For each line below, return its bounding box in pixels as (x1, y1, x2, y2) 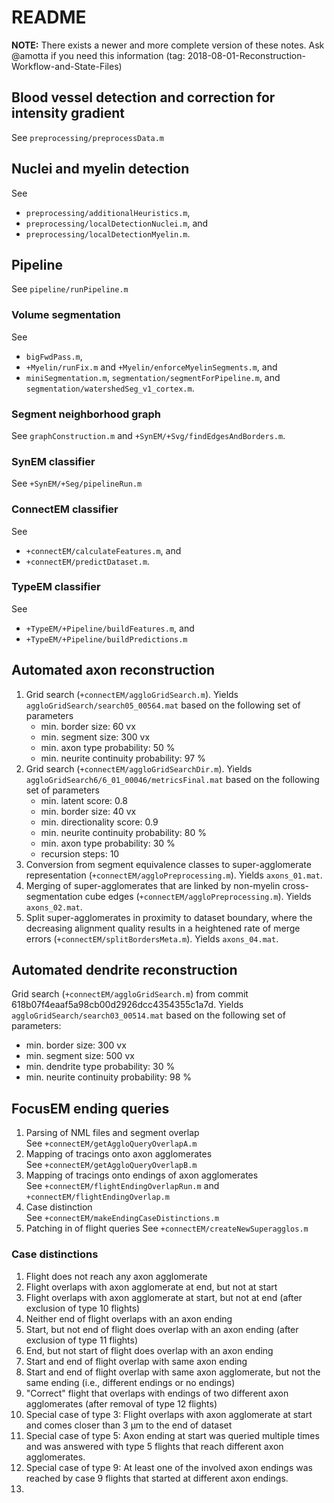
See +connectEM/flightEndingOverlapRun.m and (25, 1180, 220, 1192)
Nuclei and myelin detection (11, 161, 190, 178)
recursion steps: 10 (40, 847, 120, 860)
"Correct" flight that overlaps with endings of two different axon (25, 1387, 289, 1399)
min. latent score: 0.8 (40, 794, 128, 806)
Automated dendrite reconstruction (11, 962, 238, 979)
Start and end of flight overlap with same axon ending (25, 1355, 248, 1367)
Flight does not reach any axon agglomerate (25, 1270, 208, 1282)
